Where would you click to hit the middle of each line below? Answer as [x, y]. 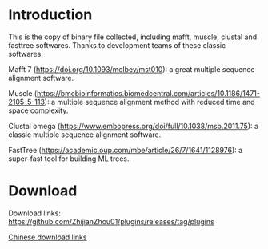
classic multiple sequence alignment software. [85, 135]
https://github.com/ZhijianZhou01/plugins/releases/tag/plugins [111, 221]
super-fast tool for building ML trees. [69, 159]
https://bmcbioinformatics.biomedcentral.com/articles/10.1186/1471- [148, 93]
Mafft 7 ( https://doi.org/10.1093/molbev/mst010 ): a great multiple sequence [132, 69]
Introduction [50, 15]
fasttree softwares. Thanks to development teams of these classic [117, 45]
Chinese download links [48, 237]
